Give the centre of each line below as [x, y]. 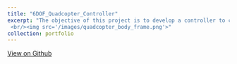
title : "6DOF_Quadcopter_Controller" [63, 14]
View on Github [30, 53]
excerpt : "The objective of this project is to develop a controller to [116, 20]
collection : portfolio [41, 33]
